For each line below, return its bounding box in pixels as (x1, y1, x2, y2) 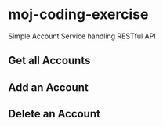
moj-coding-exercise (8, 5, 149, 23)
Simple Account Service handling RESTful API (8, 31, 156, 41)
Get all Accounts (8, 54, 91, 67)
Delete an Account (8, 107, 100, 121)
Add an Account (8, 81, 89, 94)
